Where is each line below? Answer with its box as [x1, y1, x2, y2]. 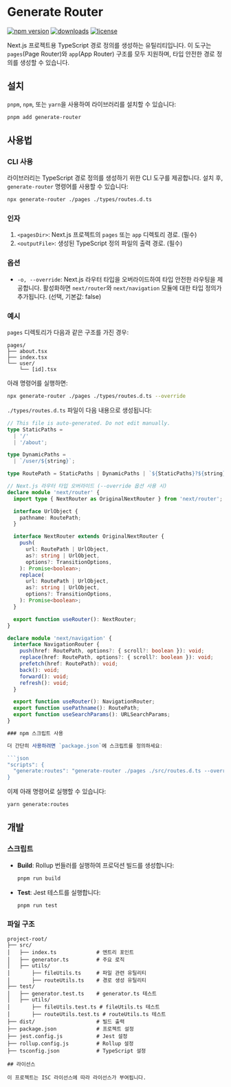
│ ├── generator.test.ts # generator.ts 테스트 [7, 990, 157, 997]
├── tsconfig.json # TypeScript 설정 [7, 1047, 146, 1054]
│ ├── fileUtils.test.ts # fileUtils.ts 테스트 [7, 1003, 160, 1011]
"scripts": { [7, 761, 45, 768]
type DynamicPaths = [7, 452, 67, 458]
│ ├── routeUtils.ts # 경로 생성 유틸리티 [7, 977, 146, 984]
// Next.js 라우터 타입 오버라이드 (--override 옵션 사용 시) [7, 483, 167, 489]
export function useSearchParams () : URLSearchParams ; [13, 711, 170, 718]
